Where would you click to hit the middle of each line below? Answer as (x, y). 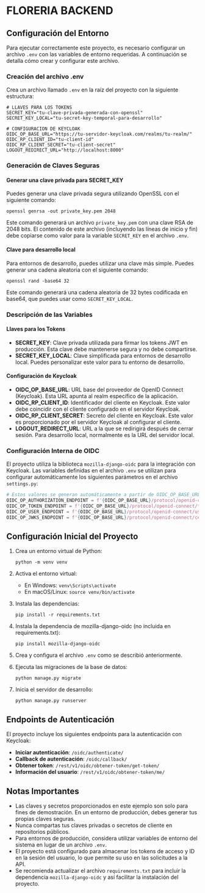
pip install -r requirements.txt (58, 615)
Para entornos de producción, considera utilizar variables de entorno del (106, 838)
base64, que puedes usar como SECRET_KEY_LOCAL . (70, 298)
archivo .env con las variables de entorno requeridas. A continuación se (97, 54)
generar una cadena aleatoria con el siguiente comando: (77, 270)
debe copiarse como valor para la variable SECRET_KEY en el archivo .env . (98, 236)
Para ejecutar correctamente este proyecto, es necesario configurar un (96, 48)
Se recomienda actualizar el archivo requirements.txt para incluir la (100, 871)
